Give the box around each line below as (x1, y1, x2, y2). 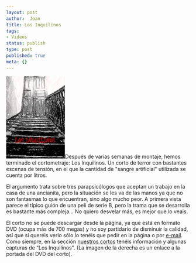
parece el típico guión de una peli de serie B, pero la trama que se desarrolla (6, 201, 190, 209)
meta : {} (6, 59, 27, 64)
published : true (6, 53, 46, 59)
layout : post (6, 9, 38, 15)
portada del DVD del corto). (6, 250, 73, 257)
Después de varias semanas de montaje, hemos (65, 153, 181, 160)
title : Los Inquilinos (6, 22, 61, 28)
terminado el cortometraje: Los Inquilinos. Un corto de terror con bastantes (6, 159, 187, 166)
